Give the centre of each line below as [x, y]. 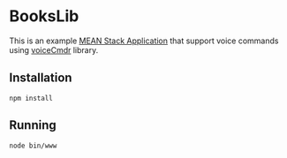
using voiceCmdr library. [54, 49]
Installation [41, 78]
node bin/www [33, 146]
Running [33, 125]
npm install [31, 98]
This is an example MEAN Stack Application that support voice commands [144, 41]
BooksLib [44, 16]
